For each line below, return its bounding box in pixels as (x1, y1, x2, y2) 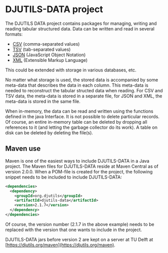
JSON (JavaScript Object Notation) (12, 52, 86, 58)
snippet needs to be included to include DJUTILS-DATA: (5, 174, 122, 180)
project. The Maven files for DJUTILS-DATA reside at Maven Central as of (5, 163, 158, 169)
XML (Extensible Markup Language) (12, 57, 88, 63)
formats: (5, 31, 23, 37)
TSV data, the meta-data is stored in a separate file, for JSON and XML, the (5, 93, 162, 99)
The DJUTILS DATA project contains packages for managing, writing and (5, 20, 157, 26)
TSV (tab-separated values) (12, 46, 71, 52)
